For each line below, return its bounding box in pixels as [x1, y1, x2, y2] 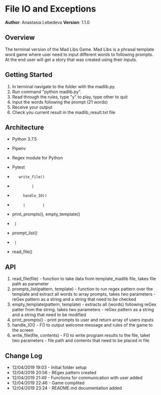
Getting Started [5, 71, 53, 79]
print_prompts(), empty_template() [12, 211, 81, 217]
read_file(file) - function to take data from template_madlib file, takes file [12, 276, 156, 282]
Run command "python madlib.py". [12, 89, 82, 95]
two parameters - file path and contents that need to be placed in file [12, 338, 150, 344]
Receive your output [12, 104, 53, 110]
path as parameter [12, 281, 49, 287]
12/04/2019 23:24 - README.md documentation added [12, 385, 122, 391]
